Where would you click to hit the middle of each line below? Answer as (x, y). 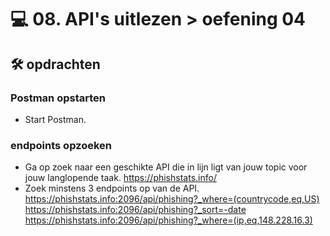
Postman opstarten (58, 98)
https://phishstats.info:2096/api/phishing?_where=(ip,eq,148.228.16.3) (168, 220)
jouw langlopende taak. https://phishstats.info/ (120, 178)
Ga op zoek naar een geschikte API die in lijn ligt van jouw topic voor (166, 167)
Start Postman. (55, 119)
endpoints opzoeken (61, 145)
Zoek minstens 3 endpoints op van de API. (112, 188)
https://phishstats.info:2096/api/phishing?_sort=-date (135, 210)
